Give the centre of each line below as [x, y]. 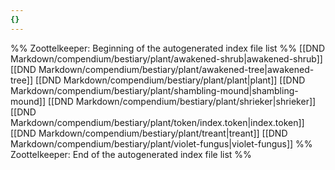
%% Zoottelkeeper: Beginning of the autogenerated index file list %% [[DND [167, 48]
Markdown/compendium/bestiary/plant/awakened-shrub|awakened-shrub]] [166, 58]
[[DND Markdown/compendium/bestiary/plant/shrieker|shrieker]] [182, 101]
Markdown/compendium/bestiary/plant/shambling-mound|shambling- [154, 90]
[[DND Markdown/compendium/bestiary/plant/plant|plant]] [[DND [170, 80]
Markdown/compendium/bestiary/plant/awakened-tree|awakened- [176, 69]
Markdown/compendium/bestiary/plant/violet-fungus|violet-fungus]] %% [161, 143]
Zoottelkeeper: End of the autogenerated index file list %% [131, 154]
